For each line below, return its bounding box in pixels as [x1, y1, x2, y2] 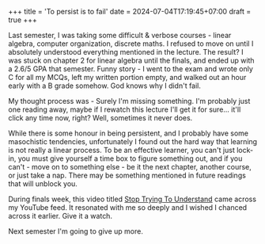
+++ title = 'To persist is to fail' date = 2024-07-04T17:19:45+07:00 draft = [8, 7, 252, 16]
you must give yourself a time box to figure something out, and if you [17, 154, 243, 163]
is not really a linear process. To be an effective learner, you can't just [8, 146, 235, 154]
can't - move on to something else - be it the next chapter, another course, [8, 162, 252, 171]
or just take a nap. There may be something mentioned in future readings [8, 170, 247, 180]
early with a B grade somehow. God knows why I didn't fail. [8, 81, 202, 90]
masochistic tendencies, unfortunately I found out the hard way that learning [8, 137, 258, 146]
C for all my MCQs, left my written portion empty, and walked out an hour [8, 73, 247, 82]
